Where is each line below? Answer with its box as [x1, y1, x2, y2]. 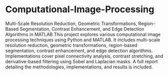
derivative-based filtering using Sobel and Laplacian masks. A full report [5, 58, 158, 64]
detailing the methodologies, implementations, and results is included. [5, 64, 153, 70]
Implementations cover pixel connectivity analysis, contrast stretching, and [5, 53, 163, 59]
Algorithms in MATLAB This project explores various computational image [5, 31, 161, 37]
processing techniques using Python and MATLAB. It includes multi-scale [5, 37, 160, 43]
